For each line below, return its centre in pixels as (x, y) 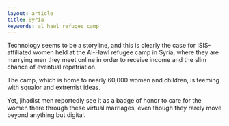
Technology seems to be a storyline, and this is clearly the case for (102, 46)
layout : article (30, 13)
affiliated (19, 52)
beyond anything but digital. (46, 115)
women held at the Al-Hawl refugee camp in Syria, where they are (126, 52)
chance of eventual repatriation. (52, 67)
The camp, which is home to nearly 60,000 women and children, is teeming (113, 80)
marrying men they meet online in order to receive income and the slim (107, 60)
